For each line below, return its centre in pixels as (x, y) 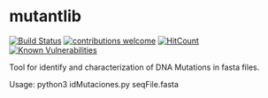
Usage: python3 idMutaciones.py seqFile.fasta (94, 84)
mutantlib (46, 16)
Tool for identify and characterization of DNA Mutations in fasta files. (134, 67)
